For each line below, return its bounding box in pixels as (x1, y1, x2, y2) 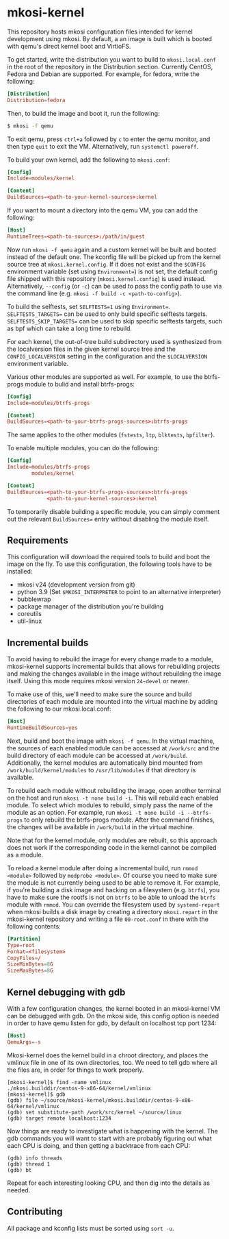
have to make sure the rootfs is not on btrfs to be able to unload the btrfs (7, 893, 217, 901)
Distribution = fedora (7, 97, 66, 103)
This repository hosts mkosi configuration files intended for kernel (7, 27, 193, 36)
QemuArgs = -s (7, 1038, 41, 1046)
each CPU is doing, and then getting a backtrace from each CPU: (7, 1141, 191, 1149)
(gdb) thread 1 (7, 1160, 51, 1168)
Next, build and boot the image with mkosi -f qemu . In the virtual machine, (7, 737, 215, 745)
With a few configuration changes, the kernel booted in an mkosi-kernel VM (7, 1005, 221, 1012)
